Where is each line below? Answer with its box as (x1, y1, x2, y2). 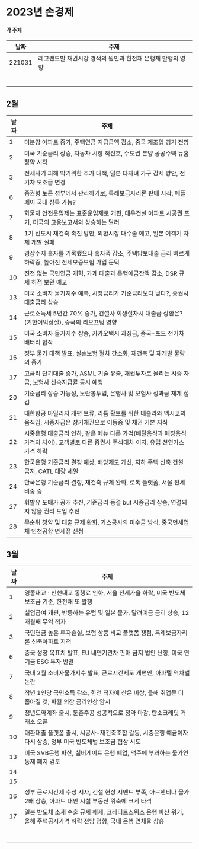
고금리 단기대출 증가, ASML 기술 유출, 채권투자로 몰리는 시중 (24, 369, 182, 378)
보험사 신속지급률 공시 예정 (32, 378, 104, 387)
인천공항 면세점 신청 (31, 527, 84, 535)
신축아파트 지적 (31, 638, 72, 646)
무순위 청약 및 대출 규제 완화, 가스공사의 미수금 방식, (24, 518, 161, 526)
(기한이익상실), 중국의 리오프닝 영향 (24, 318, 117, 327)
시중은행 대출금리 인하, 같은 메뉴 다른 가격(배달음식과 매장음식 (24, 429, 187, 438)
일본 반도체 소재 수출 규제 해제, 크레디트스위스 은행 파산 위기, (24, 808, 184, 816)
